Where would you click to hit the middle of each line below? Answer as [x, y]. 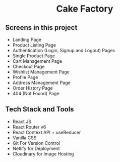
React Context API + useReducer [47, 132]
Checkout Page [28, 67]
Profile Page [25, 77]
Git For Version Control [36, 143]
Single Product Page [34, 56]
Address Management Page [41, 83]
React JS [22, 121]
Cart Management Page [37, 61]
